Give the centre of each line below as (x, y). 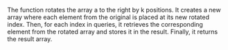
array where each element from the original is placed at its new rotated (108, 17)
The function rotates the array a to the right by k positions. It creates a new (114, 10)
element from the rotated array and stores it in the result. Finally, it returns (113, 32)
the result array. (30, 39)
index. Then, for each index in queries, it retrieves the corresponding (105, 24)
